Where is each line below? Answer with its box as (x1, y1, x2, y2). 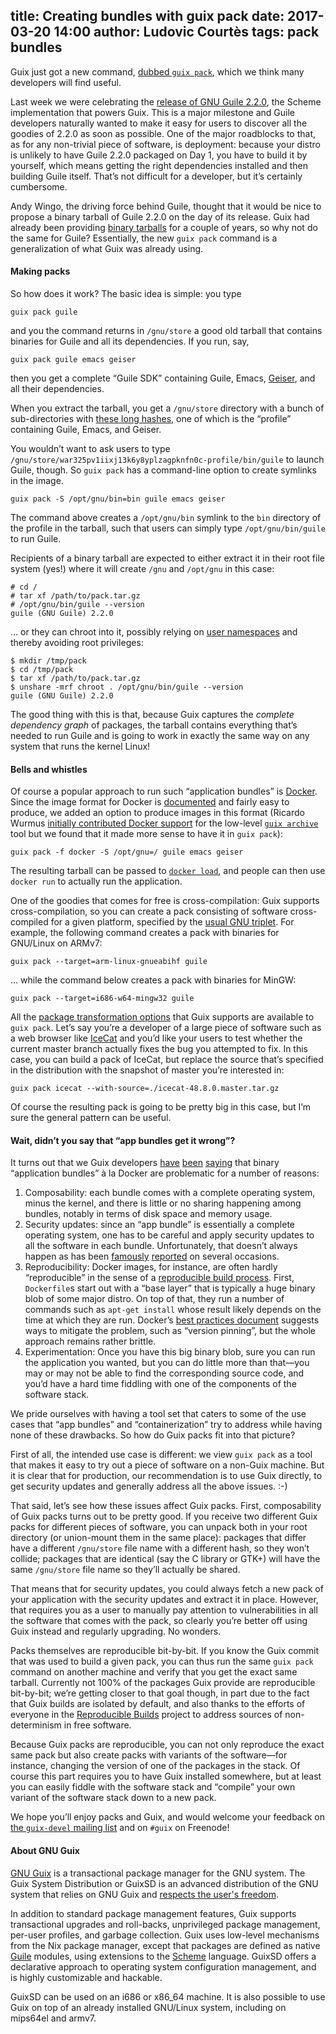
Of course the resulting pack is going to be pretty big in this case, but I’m (10, 1101, 311, 1113)
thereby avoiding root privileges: (10, 637, 144, 649)
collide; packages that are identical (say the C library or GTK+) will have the (10, 1553, 321, 1565)
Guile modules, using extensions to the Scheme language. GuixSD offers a (10, 1950, 317, 1962)
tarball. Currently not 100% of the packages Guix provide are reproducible (10, 1677, 316, 1689)
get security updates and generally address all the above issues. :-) (10, 1480, 288, 1493)
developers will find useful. (10, 76, 122, 88)
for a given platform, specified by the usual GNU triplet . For (50, 916, 295, 928)
